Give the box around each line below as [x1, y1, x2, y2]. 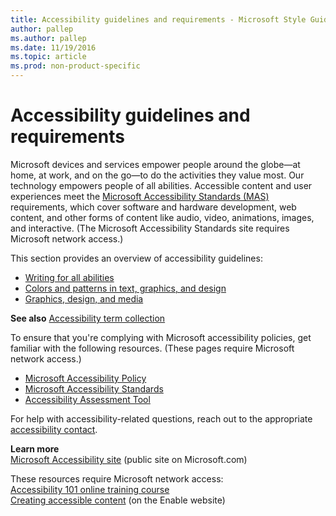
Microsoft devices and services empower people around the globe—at [10, 158, 301, 170]
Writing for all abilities [24, 271, 115, 283]
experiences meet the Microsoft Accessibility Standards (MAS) [10, 190, 270, 202]
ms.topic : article [10, 52, 87, 62]
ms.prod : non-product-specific [10, 61, 141, 71]
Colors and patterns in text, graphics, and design [24, 282, 227, 294]
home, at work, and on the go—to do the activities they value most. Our [10, 169, 305, 181]
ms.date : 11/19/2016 [10, 42, 97, 53]
